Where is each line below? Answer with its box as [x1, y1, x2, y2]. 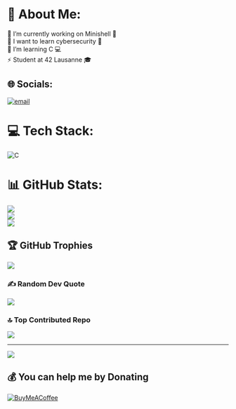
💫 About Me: [7, 6, 81, 22]
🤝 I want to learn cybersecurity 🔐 [7, 36, 103, 45]
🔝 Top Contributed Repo [7, 315, 91, 325]
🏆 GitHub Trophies [7, 240, 93, 252]
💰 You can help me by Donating [7, 371, 149, 383]
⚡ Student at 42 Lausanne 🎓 [7, 55, 92, 64]
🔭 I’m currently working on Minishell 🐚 [7, 29, 117, 38]
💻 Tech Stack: [7, 123, 94, 139]
